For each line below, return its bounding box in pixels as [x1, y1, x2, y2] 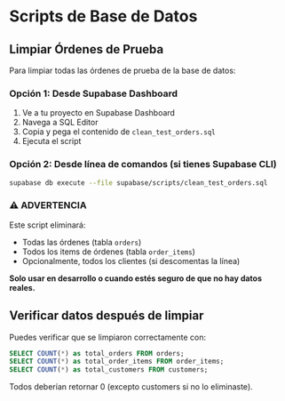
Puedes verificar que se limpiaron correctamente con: [9, 332, 207, 342]
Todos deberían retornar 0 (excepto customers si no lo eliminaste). [9, 381, 253, 392]
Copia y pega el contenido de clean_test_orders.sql [21, 126, 216, 137]
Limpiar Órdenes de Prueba [9, 42, 164, 57]
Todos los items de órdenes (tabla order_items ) [21, 246, 195, 257]
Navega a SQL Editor [21, 117, 99, 128]
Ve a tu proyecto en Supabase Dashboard [21, 108, 176, 118]
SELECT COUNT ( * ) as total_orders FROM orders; [9, 349, 185, 357]
